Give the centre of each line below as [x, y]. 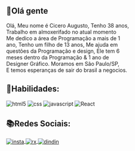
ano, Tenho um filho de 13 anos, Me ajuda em [62, 44]
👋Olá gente [27, 11]
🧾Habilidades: [33, 89]
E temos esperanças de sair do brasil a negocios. [67, 70]
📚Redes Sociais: [38, 123]
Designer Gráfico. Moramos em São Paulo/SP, [63, 64]
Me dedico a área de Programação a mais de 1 [63, 38]
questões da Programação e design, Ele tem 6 [63, 51]
